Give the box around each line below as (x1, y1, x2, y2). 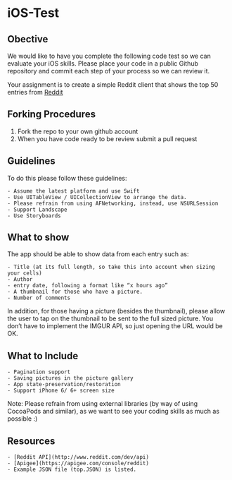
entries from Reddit (7, 88, 63, 96)
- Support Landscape (7, 206, 68, 213)
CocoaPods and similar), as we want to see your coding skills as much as (7, 407, 220, 416)
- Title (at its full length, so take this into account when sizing (7, 263, 216, 271)
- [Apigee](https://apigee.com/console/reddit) (7, 460, 150, 467)
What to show (7, 232, 70, 244)
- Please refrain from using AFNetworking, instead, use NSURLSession (7, 200, 219, 207)
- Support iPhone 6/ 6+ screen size (7, 387, 115, 395)
